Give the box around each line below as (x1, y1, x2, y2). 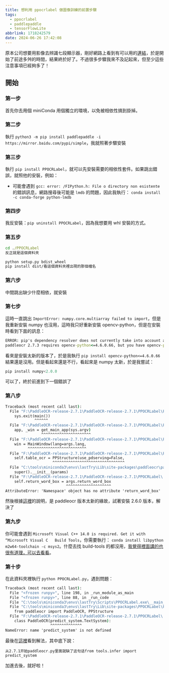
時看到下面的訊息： (5, 328, 45, 334)
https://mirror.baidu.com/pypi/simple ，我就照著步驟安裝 (5, 139, 126, 146)
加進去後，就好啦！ (5, 662, 45, 668)
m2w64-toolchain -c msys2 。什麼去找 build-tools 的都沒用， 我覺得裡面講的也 (5, 543, 163, 549)
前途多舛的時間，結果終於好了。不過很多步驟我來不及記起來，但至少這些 (14, 56, 164, 62)
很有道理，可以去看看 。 (5, 549, 54, 555)
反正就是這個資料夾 (5, 250, 39, 255)
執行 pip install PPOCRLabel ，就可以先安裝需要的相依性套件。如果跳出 (5, 166, 153, 172)
